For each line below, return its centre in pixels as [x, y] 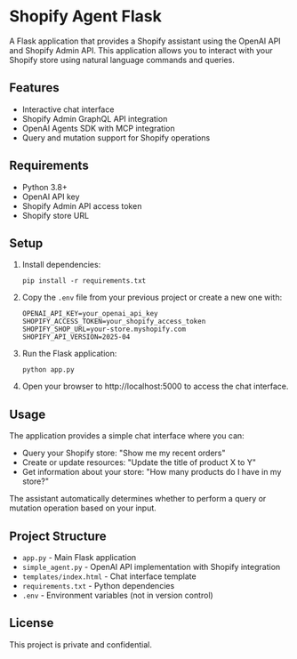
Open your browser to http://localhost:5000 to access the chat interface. [155, 386]
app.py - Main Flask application [79, 557]
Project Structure [58, 536]
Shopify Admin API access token [82, 205]
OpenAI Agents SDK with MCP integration [98, 128]
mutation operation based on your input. [83, 508]
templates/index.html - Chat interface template [109, 576]
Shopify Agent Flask [85, 16]
